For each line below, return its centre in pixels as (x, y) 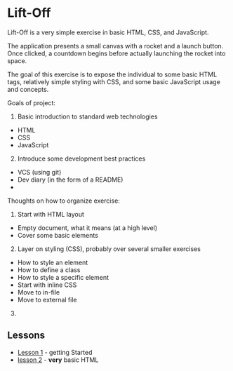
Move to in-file (39, 292)
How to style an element (53, 262)
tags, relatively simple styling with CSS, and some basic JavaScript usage (114, 81)
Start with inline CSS (47, 285)
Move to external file (47, 299)
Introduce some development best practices (81, 158)
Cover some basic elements (58, 235)
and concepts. (28, 89)
